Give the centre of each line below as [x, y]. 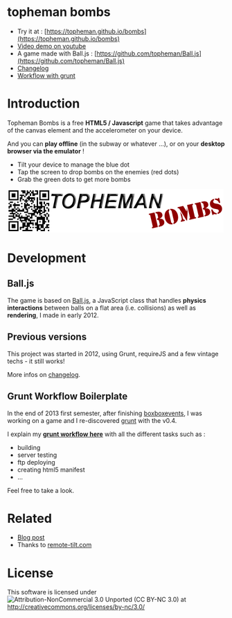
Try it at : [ [32, 31]
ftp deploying [36, 462]
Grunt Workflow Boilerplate [68, 396]
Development [47, 258]
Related [29, 518]
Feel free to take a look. [41, 490]
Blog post [31, 537]
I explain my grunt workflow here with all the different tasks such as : [106, 434]
